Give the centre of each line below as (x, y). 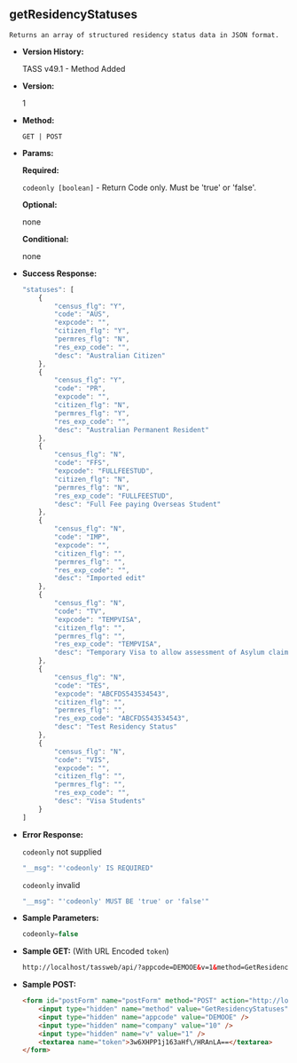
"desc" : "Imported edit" (100, 579)
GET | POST (42, 137)
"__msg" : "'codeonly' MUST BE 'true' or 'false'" (116, 901)
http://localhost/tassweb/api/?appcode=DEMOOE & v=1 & (119, 968)
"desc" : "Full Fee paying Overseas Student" (138, 504)
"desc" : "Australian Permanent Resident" (132, 429)
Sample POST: (49, 985)
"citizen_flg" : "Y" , (92, 331)
